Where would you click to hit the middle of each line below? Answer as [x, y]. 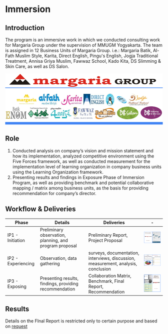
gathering [50, 263]
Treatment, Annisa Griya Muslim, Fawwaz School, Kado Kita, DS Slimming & [83, 61]
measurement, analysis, [113, 263]
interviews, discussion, [112, 258]
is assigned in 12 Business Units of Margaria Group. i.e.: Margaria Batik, [78, 50]
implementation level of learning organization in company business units [87, 166]
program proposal [58, 246]
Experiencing [21, 263]
